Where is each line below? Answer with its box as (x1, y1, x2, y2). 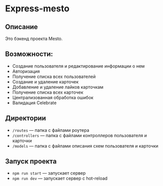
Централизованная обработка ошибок (12, 94, 94, 100)
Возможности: (5, 50, 53, 58)
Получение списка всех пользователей (12, 74, 96, 79)
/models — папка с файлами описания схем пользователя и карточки (12, 143, 159, 149)
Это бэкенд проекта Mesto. (5, 36, 63, 41)
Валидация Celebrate (12, 100, 57, 106)
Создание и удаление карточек (12, 78, 79, 84)
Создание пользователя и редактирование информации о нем (12, 63, 145, 69)
